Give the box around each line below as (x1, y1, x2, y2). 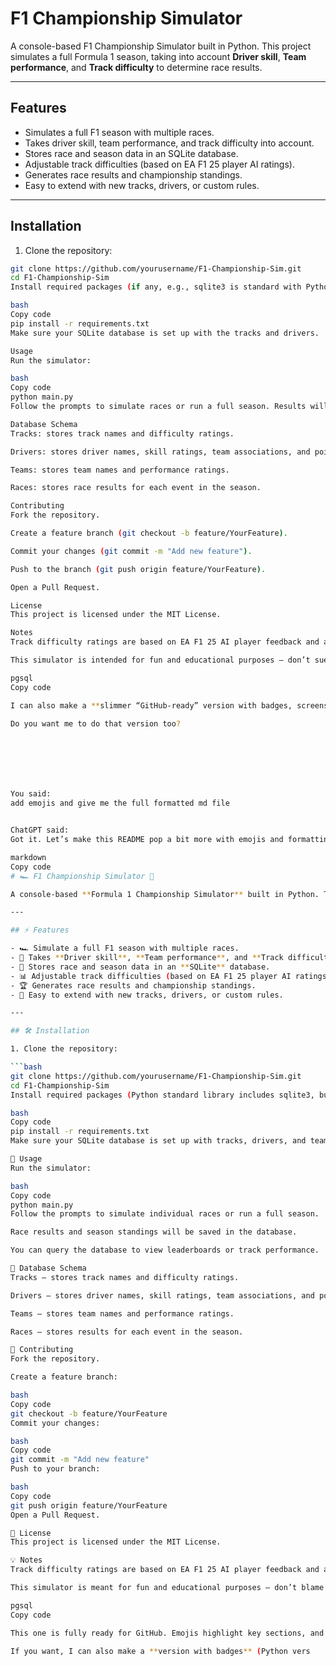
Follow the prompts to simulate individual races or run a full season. (10, 1209, 320, 1219)
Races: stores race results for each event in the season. (10, 483, 262, 493)
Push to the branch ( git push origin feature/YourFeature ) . (10, 564, 267, 574)
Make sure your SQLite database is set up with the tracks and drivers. (10, 328, 320, 338)
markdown (10, 852, 47, 862)
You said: (10, 789, 52, 799)
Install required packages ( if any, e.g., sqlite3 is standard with (10, 282, 302, 292)
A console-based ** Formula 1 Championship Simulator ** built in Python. (10, 889, 320, 899)
